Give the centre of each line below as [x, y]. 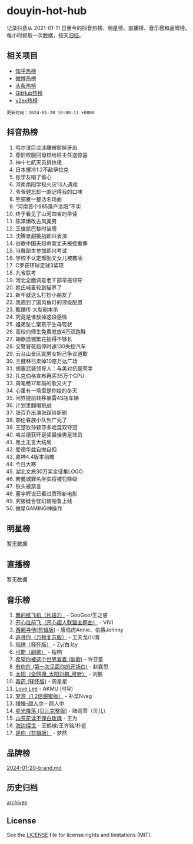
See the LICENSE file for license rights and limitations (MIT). [79, 835]
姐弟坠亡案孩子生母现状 [44, 324]
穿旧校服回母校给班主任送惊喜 [51, 155]
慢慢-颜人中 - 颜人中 [40, 703]
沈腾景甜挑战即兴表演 [41, 236]
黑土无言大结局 [33, 442]
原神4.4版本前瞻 [35, 456]
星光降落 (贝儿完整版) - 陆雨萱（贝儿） [62, 711]
